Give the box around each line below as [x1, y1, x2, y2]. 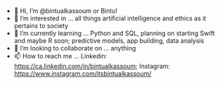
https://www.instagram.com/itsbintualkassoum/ [13, 70, 152, 77]
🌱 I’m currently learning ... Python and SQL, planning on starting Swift [13, 29, 215, 37]
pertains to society [13, 22, 69, 30]
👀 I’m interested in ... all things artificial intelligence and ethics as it [13, 14, 207, 22]
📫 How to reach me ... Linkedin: [13, 52, 107, 60]
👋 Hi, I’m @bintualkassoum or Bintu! [13, 7, 118, 15]
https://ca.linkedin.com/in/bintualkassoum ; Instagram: [13, 62, 171, 70]
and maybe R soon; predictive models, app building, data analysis [13, 37, 204, 45]
